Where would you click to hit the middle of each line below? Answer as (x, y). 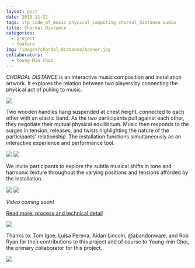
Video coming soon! (30, 201)
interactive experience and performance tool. (60, 142)
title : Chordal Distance (36, 28)
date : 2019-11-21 (27, 17)
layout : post (22, 11)
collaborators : (25, 55)
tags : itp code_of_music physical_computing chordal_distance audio (91, 22)
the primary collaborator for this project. (54, 248)
